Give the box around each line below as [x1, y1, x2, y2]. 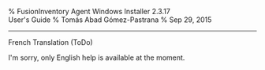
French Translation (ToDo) [8, 38, 93, 46]
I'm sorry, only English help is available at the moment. [8, 53, 185, 62]
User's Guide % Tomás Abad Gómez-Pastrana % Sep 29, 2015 [8, 15, 212, 24]
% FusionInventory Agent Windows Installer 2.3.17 [8, 7, 171, 16]
